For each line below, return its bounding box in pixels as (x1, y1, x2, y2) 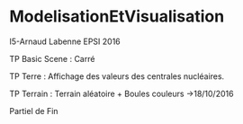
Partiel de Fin (9, 105, 58, 116)
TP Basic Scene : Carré (9, 53, 95, 64)
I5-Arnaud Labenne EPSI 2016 (9, 36, 121, 47)
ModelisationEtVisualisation (9, 6, 225, 27)
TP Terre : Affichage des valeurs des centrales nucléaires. (9, 70, 225, 82)
